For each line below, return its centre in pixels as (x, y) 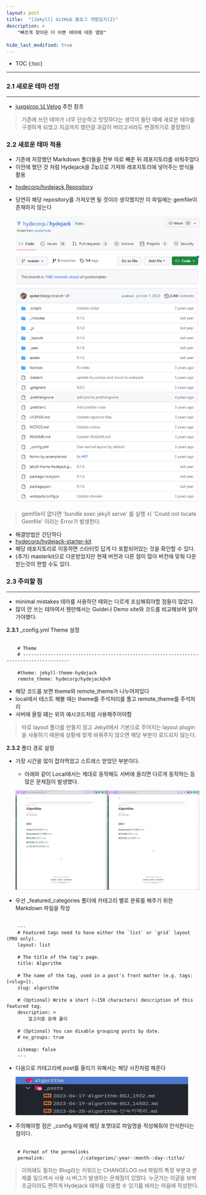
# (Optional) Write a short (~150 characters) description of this (105, 1000)
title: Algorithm (40, 964)
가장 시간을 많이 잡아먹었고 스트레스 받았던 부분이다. (77, 761)
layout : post (23, 13)
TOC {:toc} (29, 63)
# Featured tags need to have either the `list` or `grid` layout (104, 933)
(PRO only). (21, 939)
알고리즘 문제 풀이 (48, 1019)
